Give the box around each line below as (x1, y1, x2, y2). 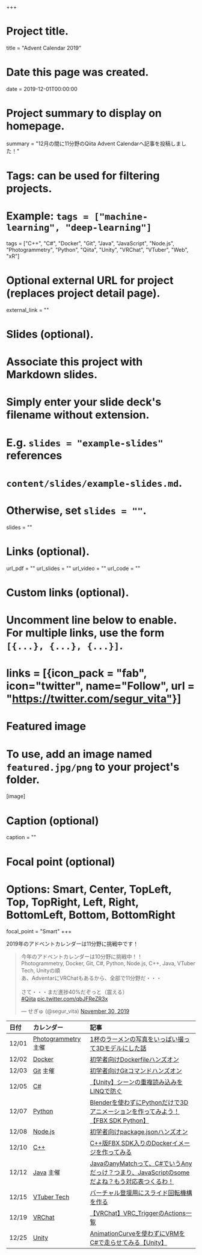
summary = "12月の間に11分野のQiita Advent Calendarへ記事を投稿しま (6, 140, 182, 147)
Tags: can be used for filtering (6, 169, 160, 183)
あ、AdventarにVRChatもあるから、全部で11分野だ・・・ (20, 974, 162, 982)
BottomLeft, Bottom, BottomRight (6, 908, 176, 922)
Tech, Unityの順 (20, 967, 60, 974)
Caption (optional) (6, 814, 99, 827)
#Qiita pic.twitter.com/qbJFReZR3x (20, 995, 108, 1003)
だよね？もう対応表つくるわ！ (90, 1177, 174, 1186)
